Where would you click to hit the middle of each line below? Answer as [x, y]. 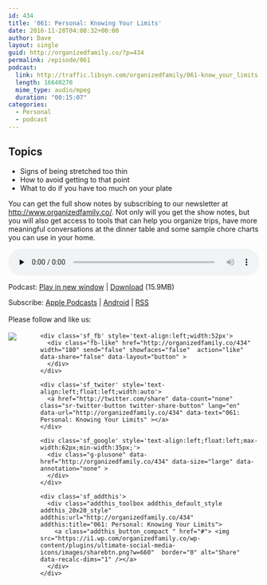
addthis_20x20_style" [76, 510]
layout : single [33, 45]
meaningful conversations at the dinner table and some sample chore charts [133, 229]
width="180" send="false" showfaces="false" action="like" [142, 350]
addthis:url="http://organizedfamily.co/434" [117, 517]
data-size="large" [202, 461]
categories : [28, 105]
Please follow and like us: [50, 319]
